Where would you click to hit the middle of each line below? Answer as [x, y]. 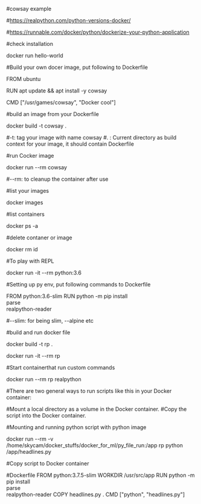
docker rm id [22, 249]
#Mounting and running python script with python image [76, 427]
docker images [25, 202]
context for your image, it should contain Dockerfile [70, 144]
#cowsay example [29, 9]
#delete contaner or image [39, 237]
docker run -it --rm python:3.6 [44, 273]
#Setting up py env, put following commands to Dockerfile [78, 284]
